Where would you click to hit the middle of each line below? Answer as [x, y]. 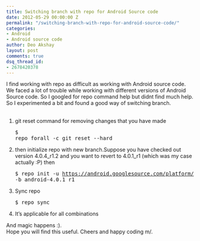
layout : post [22, 51]
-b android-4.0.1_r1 [45, 180]
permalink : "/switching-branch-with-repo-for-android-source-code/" [93, 23]
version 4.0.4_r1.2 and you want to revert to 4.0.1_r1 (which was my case [103, 156]
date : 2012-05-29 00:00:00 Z [42, 17]
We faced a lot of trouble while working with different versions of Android [96, 91]
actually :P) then [35, 162]
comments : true [25, 56]
